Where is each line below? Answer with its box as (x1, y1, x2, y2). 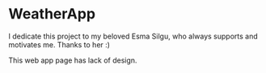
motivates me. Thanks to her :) (8, 39, 111, 49)
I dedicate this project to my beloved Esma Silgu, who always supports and (8, 31, 259, 41)
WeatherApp (8, 5, 95, 23)
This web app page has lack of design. (8, 55, 137, 65)
